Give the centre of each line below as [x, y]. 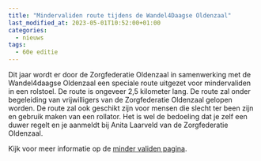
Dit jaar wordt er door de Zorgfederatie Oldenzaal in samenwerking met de [130, 75]
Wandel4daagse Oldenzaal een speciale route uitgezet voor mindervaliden [130, 83]
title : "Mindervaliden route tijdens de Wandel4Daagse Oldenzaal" [120, 15]
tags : [17, 45]
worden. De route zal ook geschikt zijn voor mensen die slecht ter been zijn [131, 108]
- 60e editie [37, 52]
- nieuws [30, 37]
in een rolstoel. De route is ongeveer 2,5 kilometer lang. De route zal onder [129, 91]
